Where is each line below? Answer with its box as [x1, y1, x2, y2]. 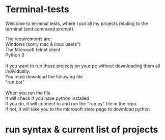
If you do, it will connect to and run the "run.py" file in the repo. [5, 100, 138, 106]
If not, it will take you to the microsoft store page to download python [5, 106, 150, 112]
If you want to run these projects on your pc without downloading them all [5, 63, 160, 69]
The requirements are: [5, 36, 52, 42]
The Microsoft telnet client [5, 46, 61, 52]
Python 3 [5, 52, 24, 58]
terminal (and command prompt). [5, 25, 75, 32]
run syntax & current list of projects [5, 124, 158, 135]
